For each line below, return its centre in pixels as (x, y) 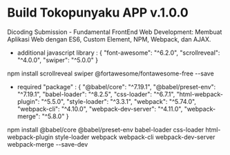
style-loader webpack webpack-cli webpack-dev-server (135, 137)
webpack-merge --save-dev (48, 144)
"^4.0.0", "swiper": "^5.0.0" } (58, 60)
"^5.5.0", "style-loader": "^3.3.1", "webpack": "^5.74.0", (119, 101)
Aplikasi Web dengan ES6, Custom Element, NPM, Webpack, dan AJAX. (109, 39)
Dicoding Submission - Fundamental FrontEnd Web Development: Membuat (115, 32)
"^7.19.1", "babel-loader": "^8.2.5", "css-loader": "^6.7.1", (96, 94)
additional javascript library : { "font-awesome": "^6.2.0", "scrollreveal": (118, 53)
